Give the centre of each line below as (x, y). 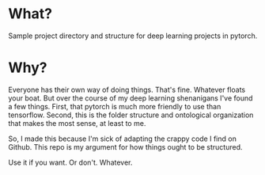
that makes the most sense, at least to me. (77, 123)
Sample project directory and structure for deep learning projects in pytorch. (133, 36)
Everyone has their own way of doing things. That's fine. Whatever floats (127, 89)
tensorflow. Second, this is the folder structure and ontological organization (131, 115)
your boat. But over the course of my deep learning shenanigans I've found (131, 98)
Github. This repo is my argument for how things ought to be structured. (125, 146)
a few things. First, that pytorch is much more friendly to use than (115, 106)
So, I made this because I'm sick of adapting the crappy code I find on (123, 139)
